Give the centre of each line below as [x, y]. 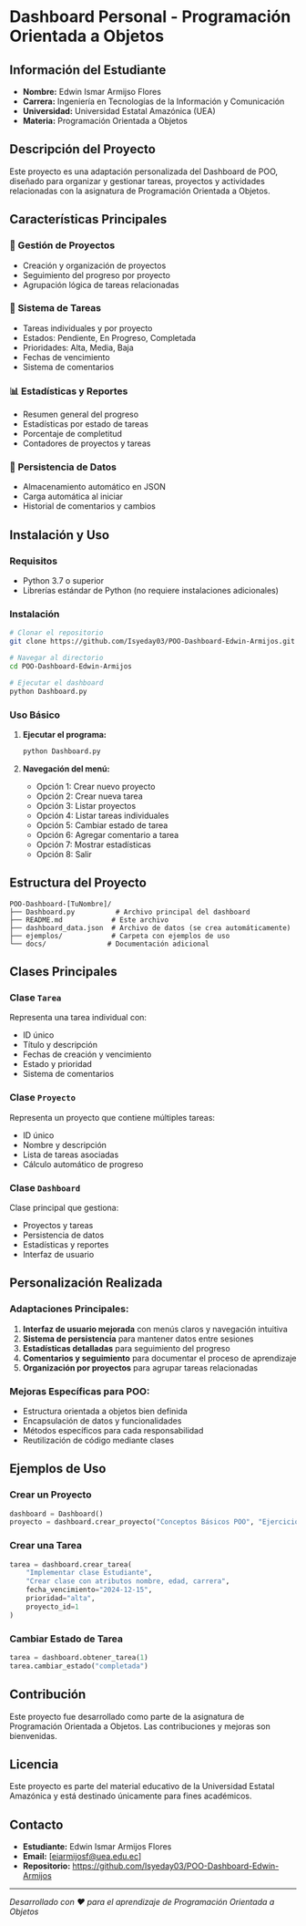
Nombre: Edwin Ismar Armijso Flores [92, 92]
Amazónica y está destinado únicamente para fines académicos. [131, 1796]
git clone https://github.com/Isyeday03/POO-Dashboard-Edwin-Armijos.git [153, 642]
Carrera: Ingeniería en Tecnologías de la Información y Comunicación [153, 101]
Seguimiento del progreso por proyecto [97, 274]
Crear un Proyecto [51, 1495]
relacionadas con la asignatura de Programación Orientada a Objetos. [140, 191]
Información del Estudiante [88, 70]
